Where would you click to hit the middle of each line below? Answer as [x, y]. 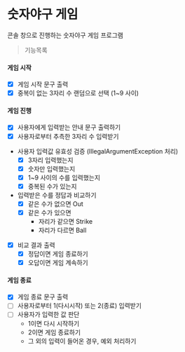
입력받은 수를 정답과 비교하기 [57, 195]
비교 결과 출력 [36, 245]
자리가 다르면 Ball [62, 230]
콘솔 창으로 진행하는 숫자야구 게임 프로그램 [66, 35]
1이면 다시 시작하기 [54, 323]
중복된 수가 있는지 [52, 186]
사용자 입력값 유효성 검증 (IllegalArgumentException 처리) [98, 151]
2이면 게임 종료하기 [54, 332]
